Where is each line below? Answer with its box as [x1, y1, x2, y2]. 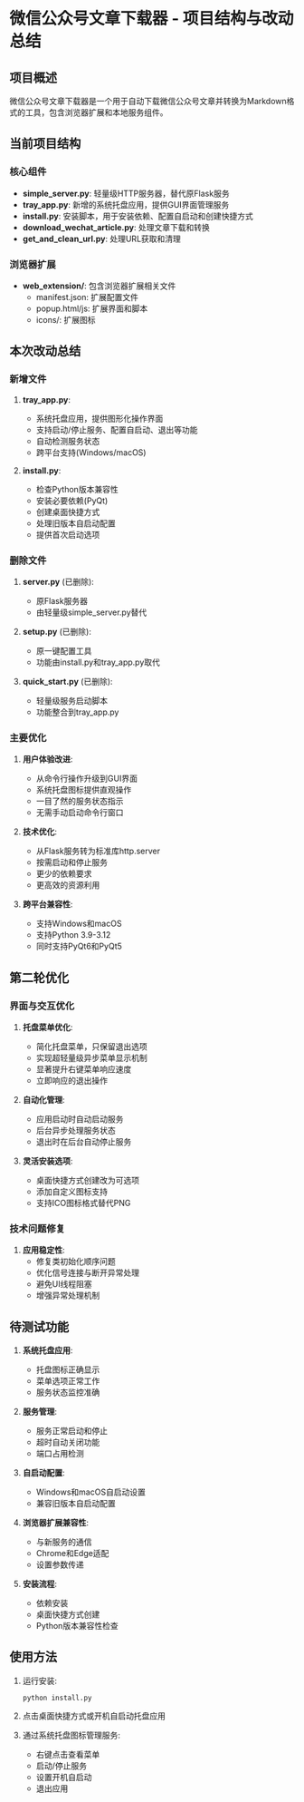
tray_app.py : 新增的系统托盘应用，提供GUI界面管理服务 [22, 199, 230, 209]
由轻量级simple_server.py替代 [35, 607, 147, 618]
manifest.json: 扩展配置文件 [35, 291, 138, 302]
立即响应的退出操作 [35, 1075, 109, 1086]
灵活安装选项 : [22, 1155, 73, 1166]
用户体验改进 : [22, 754, 73, 765]
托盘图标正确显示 [35, 1364, 100, 1375]
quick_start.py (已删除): [22, 676, 113, 687]
